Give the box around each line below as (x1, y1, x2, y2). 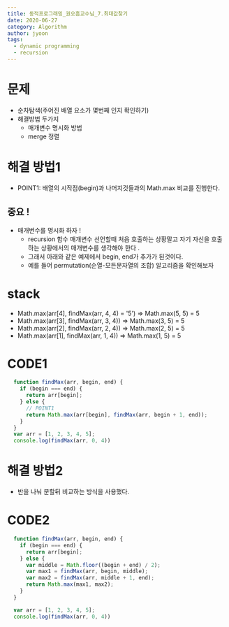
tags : (7, 36, 23, 43)
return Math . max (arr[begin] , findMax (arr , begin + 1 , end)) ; (25, 411, 208, 418)
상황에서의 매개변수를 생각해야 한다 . (40, 243, 140, 252)
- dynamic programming (13, 43, 80, 50)
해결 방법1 (7, 159, 61, 175)
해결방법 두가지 (17, 115, 59, 123)
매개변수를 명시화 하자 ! (17, 226, 82, 234)
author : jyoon (7, 29, 49, 37)
